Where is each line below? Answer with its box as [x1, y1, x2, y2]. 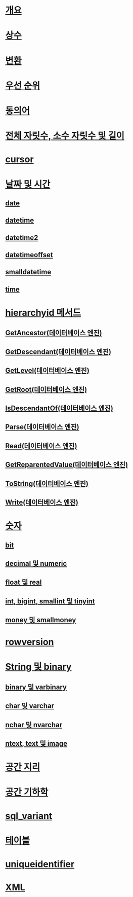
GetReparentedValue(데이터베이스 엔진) [5, 460, 128, 469]
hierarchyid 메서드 [5, 307, 81, 318]
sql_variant [5, 810, 53, 821]
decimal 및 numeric [5, 559, 67, 568]
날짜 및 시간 [5, 178, 51, 190]
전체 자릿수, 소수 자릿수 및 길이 [5, 130, 125, 142]
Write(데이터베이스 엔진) [5, 498, 78, 507]
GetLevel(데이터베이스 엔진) [5, 366, 90, 375]
